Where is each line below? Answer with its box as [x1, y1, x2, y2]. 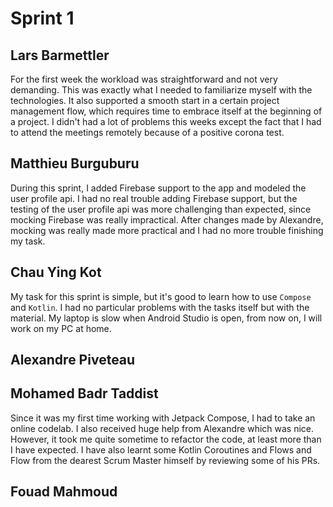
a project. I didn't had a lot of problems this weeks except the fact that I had [10, 116, 322, 127]
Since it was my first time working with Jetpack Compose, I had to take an [10, 412, 316, 424]
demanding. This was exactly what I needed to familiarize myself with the [10, 84, 313, 96]
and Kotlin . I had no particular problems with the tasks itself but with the [10, 301, 310, 313]
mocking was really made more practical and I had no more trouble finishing [10, 224, 324, 236]
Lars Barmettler [10, 47, 110, 64]
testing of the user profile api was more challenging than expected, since [10, 203, 312, 215]
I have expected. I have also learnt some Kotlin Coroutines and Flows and [10, 443, 312, 456]
